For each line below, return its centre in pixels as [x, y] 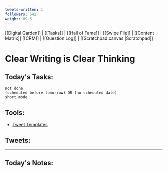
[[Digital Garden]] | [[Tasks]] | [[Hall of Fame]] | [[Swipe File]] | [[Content [80, 33]
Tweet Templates [30, 125]
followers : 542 [21, 14]
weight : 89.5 [19, 19]
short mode [16, 97]
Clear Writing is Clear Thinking [70, 59]
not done [14, 88]
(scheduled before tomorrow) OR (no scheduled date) [61, 93]
